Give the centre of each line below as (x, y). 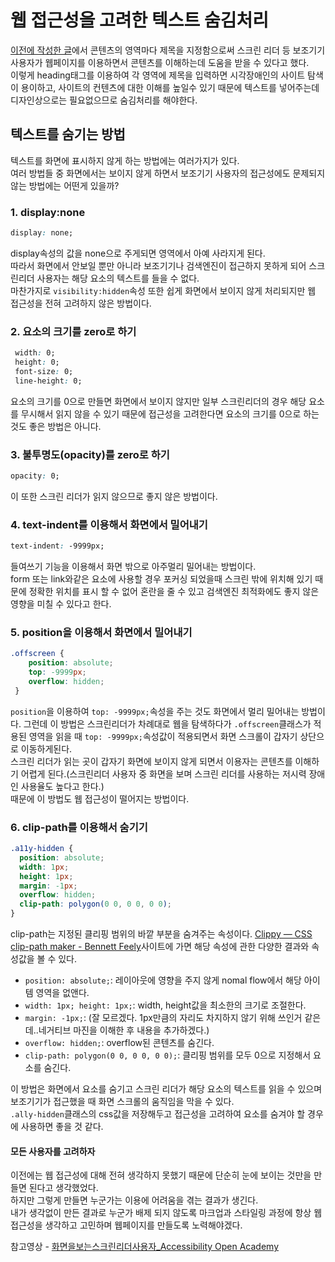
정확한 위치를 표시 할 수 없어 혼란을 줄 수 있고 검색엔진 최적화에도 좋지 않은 (174, 592)
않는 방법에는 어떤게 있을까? (65, 185)
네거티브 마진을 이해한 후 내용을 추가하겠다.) (124, 1030)
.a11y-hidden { (42, 849)
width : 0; (35, 353)
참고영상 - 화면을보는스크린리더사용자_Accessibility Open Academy (145, 1247)
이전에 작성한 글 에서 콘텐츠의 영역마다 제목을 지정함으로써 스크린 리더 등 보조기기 (168, 50)
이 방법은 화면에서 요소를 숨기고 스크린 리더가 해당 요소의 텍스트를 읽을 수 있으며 (166, 1089)
